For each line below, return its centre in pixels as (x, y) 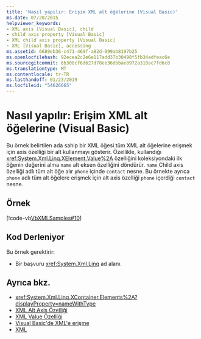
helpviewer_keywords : (34, 23)
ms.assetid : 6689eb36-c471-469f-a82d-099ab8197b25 (72, 52)
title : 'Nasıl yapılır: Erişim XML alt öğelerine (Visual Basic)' (92, 12)
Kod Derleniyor (36, 237)
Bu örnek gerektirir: (31, 252)
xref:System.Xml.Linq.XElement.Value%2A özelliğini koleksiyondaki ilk (94, 158)
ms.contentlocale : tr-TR (38, 74)
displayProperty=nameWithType (55, 304)
